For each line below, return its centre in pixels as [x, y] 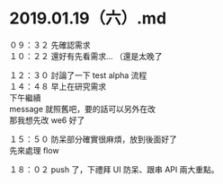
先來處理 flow [35, 150]
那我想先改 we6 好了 [47, 120]
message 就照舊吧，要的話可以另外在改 [82, 109]
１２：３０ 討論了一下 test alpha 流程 [78, 75]
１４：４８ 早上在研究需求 [58, 86]
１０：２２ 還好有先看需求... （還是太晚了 [86, 56]
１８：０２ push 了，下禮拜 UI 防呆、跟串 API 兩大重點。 [114, 169]
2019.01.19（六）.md [88, 18]
